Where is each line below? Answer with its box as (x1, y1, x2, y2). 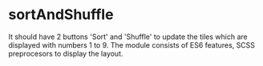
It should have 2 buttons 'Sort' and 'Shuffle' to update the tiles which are (8, 32, 248, 41)
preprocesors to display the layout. (8, 49, 123, 58)
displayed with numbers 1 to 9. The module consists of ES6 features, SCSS (8, 40, 255, 49)
